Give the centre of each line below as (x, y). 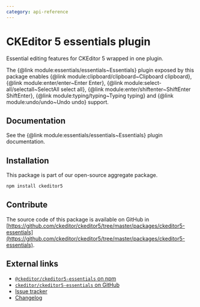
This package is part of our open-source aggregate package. (82, 175)
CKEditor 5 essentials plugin (78, 41)
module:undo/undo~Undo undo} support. (58, 102)
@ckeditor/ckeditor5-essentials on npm (65, 278)
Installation (28, 160)
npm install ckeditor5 (35, 186)
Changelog (29, 297)
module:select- (143, 82)
